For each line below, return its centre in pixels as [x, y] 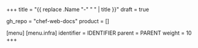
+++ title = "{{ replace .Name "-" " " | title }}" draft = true [78, 9]
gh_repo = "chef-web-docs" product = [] [58, 21]
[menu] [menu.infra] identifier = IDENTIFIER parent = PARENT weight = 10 [99, 33]
